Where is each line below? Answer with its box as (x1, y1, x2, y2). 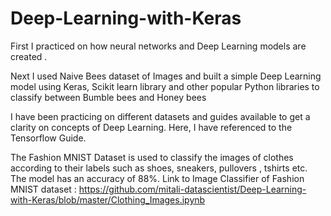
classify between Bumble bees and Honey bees (10, 91, 207, 103)
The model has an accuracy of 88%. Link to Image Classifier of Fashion (10, 172, 305, 184)
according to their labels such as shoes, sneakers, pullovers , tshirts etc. (10, 162, 308, 174)
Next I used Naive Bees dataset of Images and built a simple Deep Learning (10, 70, 322, 82)
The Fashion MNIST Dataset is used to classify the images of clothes (10, 151, 294, 163)
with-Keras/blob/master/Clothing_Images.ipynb (10, 193, 206, 206)
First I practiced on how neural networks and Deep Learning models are (10, 40, 307, 52)
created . (10, 50, 48, 62)
